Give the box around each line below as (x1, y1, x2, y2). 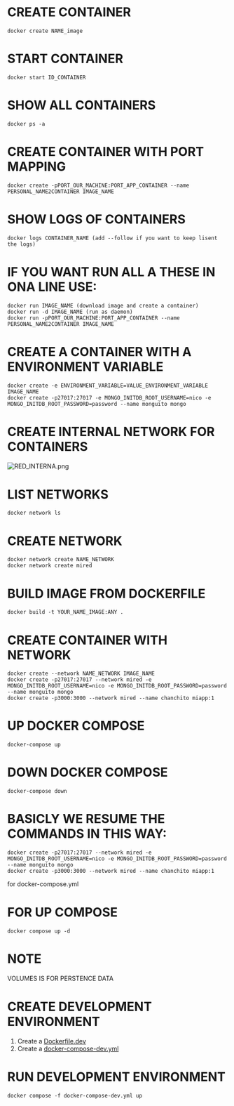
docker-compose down (7, 788, 68, 795)
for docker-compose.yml (7, 880, 79, 888)
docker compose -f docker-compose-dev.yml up (7, 1092, 142, 1099)
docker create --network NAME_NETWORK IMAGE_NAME (7, 670, 156, 678)
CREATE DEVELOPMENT (7, 999, 152, 1015)
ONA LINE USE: (7, 279, 97, 295)
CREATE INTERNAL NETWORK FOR (7, 423, 215, 440)
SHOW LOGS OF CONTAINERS (7, 211, 186, 227)
